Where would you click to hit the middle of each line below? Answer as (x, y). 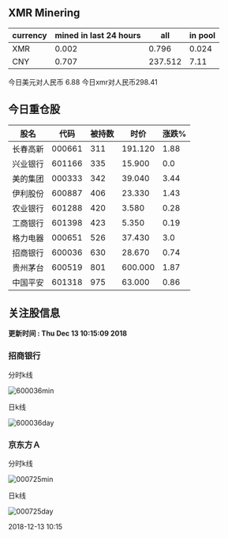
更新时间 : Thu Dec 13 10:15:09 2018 (68, 333)
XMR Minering (44, 13)
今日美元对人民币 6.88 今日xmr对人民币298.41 (83, 81)
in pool (202, 35)
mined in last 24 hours (98, 35)
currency (30, 35)
